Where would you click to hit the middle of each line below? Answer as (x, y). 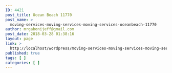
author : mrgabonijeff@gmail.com (40, 29)
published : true (23, 53)
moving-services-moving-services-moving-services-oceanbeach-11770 (83, 24)
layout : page (19, 39)
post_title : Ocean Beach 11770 (39, 15)
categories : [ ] (23, 63)
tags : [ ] (16, 58)
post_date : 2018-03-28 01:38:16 (40, 34)
